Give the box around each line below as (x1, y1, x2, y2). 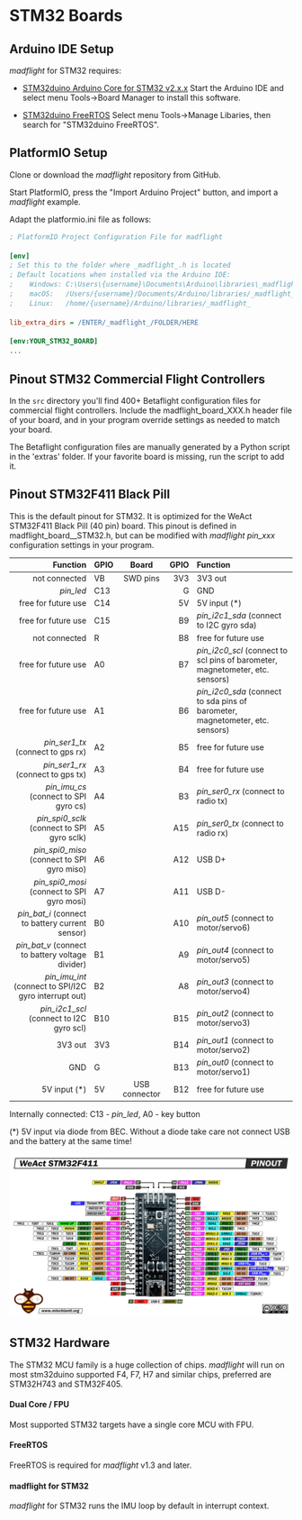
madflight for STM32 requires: (9, 65, 122, 76)
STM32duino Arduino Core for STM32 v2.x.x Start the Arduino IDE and (22, 83, 285, 93)
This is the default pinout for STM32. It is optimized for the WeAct (9, 510, 253, 521)
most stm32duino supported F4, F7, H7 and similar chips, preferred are (9, 1369, 272, 1379)
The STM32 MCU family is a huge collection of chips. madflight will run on (9, 1359, 285, 1370)
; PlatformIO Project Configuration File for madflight (9, 232, 223, 242)
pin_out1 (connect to (196, 1034, 274, 1046)
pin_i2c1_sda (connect (196, 610, 282, 621)
